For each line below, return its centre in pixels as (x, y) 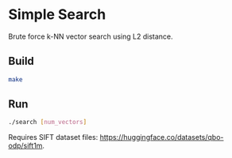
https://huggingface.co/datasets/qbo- (162, 137)
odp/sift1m (25, 146)
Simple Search (57, 15)
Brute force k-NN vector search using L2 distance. (91, 36)
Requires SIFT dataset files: (53, 137)
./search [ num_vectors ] (48, 122)
